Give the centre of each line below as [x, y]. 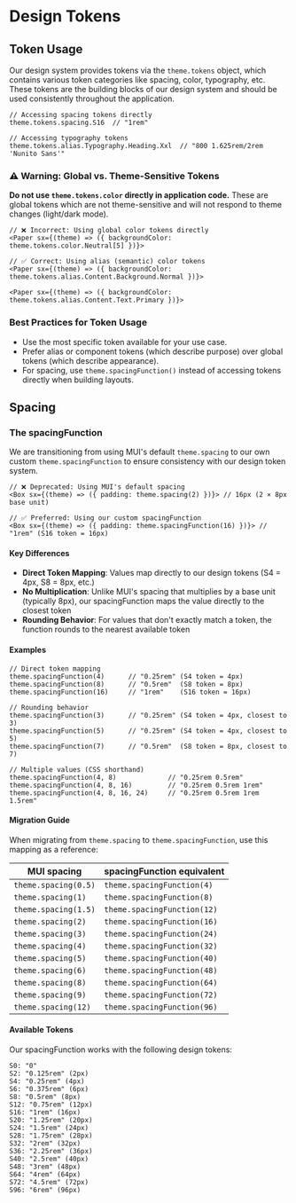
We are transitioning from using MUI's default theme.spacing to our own [140, 452]
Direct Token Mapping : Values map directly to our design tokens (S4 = [152, 573]
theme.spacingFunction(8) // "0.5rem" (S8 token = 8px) [126, 684]
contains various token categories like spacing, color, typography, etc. [137, 80]
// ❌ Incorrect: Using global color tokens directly [109, 231]
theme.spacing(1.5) [55, 909]
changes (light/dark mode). [59, 214]
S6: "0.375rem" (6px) [49, 1089]
